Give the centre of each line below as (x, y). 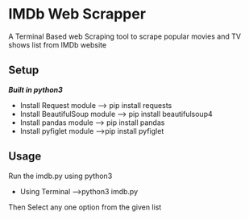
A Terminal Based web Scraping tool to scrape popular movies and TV (125, 36)
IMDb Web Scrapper (77, 14)
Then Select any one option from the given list (85, 207)
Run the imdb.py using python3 (60, 176)
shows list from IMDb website (58, 44)
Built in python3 (35, 89)
